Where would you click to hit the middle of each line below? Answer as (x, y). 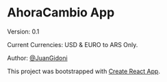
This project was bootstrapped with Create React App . (84, 71)
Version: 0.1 (23, 31)
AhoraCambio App (61, 13)
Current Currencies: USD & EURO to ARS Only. (73, 44)
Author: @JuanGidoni (37, 58)
